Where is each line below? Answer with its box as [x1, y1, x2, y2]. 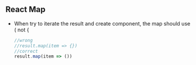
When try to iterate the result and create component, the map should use [13, 20, 191, 27]
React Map [5, 5, 46, 15]
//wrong [13, 37, 33, 43]
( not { [13, 26, 29, 33]
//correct [13, 48, 39, 54]
